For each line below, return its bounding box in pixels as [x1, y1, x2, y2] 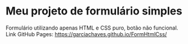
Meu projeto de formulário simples [5, 4, 183, 18]
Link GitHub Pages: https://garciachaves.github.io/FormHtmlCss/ [5, 30, 167, 37]
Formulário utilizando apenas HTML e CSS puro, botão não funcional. [5, 24, 179, 31]
